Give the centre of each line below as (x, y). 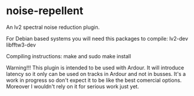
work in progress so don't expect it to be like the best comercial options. (94, 80)
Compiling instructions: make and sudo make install (69, 56)
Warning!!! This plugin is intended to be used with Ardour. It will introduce (95, 67)
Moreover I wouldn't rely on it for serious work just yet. (73, 86)
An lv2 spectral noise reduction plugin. (53, 27)
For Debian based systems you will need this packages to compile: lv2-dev (97, 38)
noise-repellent (45, 11)
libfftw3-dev (21, 45)
